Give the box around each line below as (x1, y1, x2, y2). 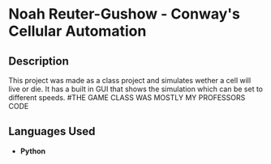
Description (8, 54, 69, 68)
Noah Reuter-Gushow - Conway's (8, 5, 241, 23)
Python (19, 146, 46, 156)
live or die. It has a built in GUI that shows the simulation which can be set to (8, 84, 264, 94)
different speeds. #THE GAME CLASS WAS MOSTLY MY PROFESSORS (8, 93, 246, 102)
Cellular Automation (8, 22, 147, 40)
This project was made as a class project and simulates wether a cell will (8, 76, 252, 85)
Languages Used (8, 124, 96, 138)
